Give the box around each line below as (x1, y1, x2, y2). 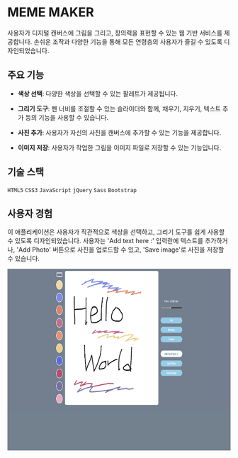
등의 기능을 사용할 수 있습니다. (25, 113, 108, 121)
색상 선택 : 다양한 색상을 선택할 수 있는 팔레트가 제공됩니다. (17, 89, 178, 98)
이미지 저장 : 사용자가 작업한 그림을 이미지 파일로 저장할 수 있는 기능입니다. (17, 143, 222, 152)
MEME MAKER (7, 4, 94, 21)
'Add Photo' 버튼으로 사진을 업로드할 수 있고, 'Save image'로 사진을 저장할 (16, 245, 225, 254)
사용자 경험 (7, 207, 53, 220)
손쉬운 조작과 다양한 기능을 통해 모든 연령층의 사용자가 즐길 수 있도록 (33, 37, 223, 46)
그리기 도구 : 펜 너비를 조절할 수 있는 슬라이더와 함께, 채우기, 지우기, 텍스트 (17, 104, 221, 113)
